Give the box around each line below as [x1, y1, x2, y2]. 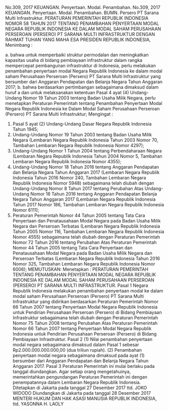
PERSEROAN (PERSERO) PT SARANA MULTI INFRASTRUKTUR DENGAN [5, 31, 155, 37]
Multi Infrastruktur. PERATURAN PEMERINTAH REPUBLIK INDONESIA [5, 15, 149, 21]
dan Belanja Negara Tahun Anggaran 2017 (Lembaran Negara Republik [12, 169, 160, 175]
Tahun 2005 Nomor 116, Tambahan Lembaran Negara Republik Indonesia [12, 229, 164, 235]
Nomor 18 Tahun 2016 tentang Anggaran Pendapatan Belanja [30, 191, 157, 197]
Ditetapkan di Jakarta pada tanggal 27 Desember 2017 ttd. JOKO [12, 385, 147, 391]
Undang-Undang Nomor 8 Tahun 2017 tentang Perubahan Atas [12, 185, 144, 192]
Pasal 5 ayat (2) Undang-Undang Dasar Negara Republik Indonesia [12, 121, 152, 127]
